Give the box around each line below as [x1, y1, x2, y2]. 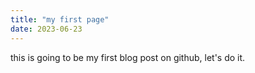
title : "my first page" [10, 14, 110, 25]
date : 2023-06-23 [10, 24, 83, 34]
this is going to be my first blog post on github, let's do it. [10, 51, 246, 63]
